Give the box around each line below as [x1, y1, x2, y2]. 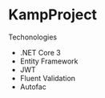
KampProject [8, 6, 98, 24]
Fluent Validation [19, 73, 76, 83]
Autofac [19, 82, 46, 92]
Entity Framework [19, 56, 79, 66]
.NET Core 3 [19, 47, 62, 57]
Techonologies [8, 32, 58, 42]
